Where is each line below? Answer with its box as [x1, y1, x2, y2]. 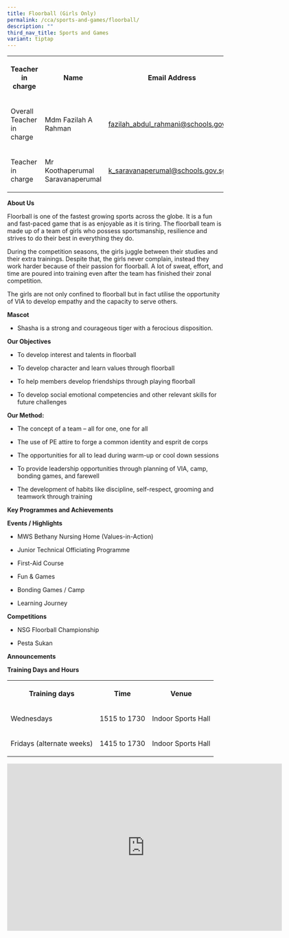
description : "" [7, 23, 54, 30]
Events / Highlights [7, 519, 63, 527]
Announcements [7, 653, 56, 661]
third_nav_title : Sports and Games [7, 29, 109, 36]
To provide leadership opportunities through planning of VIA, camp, [16, 465, 208, 473]
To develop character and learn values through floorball [16, 364, 175, 372]
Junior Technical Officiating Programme [16, 546, 130, 554]
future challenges [16, 398, 67, 406]
